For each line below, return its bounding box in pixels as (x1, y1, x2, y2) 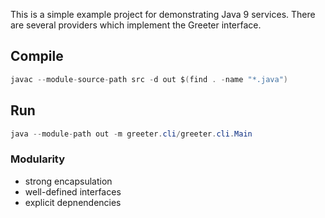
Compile (10, 48, 64, 65)
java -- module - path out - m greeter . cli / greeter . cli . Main (10, 129, 253, 139)
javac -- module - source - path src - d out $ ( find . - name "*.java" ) (10, 74, 288, 84)
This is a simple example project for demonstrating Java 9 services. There (10, 9, 316, 20)
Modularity (10, 152, 66, 166)
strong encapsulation (24, 175, 113, 187)
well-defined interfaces (24, 185, 122, 198)
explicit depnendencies (24, 196, 122, 208)
